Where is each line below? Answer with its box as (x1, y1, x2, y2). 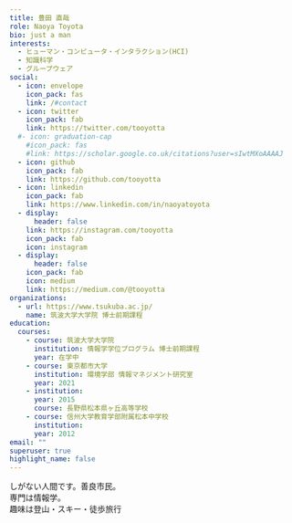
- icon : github (17, 157, 76, 167)
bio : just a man (9, 30, 71, 39)
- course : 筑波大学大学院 (26, 336, 115, 345)
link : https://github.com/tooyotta (26, 174, 162, 183)
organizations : (9, 293, 68, 302)
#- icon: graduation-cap (17, 132, 112, 141)
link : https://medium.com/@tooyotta (26, 285, 166, 294)
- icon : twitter (17, 107, 79, 116)
